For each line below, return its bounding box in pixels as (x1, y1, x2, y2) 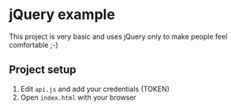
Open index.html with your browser (20, 93, 137, 102)
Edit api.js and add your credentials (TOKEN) (20, 84, 170, 93)
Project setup (9, 63, 77, 77)
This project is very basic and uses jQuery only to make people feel (9, 32, 228, 41)
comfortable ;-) (9, 40, 58, 49)
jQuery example (9, 6, 115, 24)
